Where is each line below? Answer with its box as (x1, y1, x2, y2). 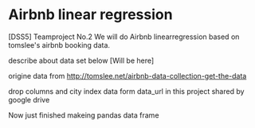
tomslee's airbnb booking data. (8, 40, 110, 49)
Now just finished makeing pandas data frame (8, 110, 159, 120)
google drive (8, 95, 50, 104)
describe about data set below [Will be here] (8, 56, 155, 65)
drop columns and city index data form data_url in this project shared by (8, 86, 245, 96)
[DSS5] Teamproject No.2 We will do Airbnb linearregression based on (8, 32, 240, 41)
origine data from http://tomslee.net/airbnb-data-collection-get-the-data (8, 71, 247, 80)
